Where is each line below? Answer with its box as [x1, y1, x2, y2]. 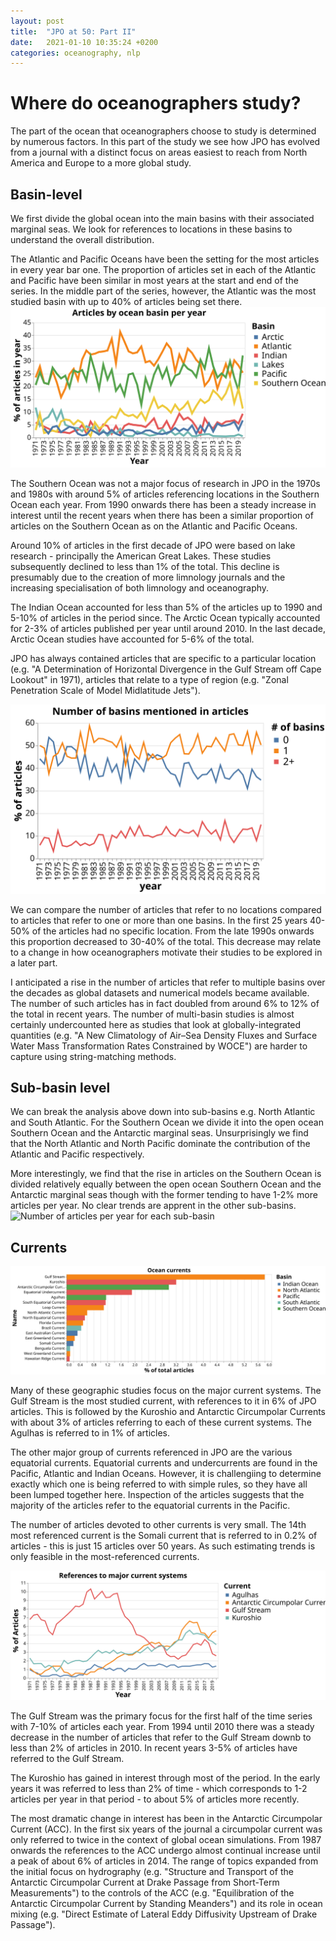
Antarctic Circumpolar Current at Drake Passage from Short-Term [10, 1876, 280, 1889]
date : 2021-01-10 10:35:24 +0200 [10, 37, 159, 47]
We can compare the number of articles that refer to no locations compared [10, 903, 322, 915]
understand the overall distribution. [10, 234, 155, 245]
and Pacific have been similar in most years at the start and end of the [10, 275, 299, 286]
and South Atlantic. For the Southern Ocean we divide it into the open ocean [10, 1116, 324, 1129]
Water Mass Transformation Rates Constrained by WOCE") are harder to [10, 1040, 308, 1052]
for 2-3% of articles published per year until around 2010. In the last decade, [10, 623, 326, 635]
